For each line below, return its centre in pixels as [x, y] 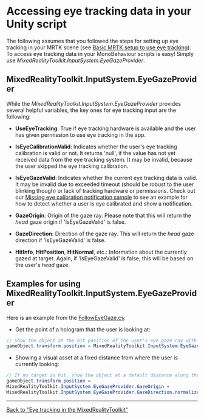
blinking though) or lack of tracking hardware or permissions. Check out [105, 190]
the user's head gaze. [42, 265]
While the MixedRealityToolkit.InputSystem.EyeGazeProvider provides [93, 103]
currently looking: [37, 364]
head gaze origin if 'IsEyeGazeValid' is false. [70, 222]
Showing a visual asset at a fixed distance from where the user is [96, 358]
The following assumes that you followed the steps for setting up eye [93, 41]
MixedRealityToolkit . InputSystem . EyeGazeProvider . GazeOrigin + [88, 387]
